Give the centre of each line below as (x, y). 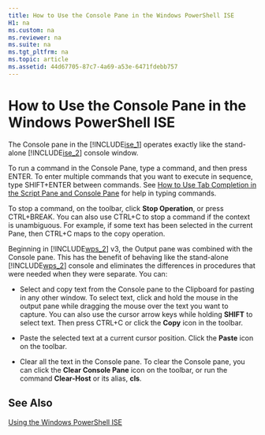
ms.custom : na (32, 30)
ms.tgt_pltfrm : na (38, 52)
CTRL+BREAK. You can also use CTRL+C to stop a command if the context (129, 217)
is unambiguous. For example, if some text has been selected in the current (131, 225)
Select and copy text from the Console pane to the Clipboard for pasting (137, 289)
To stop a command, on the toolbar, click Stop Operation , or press (116, 208)
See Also (30, 403)
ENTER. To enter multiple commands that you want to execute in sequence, (131, 176)
